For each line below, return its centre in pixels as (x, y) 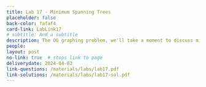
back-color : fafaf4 (31, 23)
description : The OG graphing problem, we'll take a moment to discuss (100, 40)
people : (16, 47)
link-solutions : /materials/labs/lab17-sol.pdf (68, 75)
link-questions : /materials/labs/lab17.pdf (63, 69)
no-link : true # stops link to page (55, 58)
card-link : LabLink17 (34, 29)
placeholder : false (31, 18)
